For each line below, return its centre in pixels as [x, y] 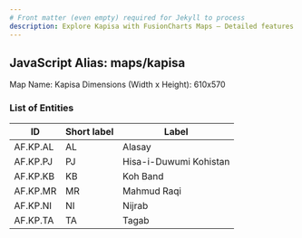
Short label [89, 131]
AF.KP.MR [35, 191]
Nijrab [135, 205]
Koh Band [143, 176]
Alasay [136, 147]
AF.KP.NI [33, 205]
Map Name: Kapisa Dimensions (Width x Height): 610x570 [117, 85]
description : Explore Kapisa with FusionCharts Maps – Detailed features [152, 26]
